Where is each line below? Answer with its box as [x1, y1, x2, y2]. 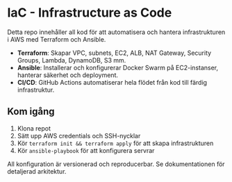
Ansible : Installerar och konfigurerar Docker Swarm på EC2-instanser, [17, 63, 219, 72]
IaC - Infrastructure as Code [7, 5, 172, 21]
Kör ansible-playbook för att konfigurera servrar [17, 146, 155, 154]
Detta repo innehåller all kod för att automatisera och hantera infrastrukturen [7, 28, 226, 36]
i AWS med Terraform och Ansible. [7, 35, 106, 43]
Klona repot [17, 124, 51, 133]
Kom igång [7, 106, 55, 117]
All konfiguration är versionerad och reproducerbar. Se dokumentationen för [7, 160, 225, 168]
